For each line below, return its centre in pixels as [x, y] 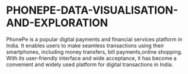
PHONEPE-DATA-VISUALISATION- [92, 10]
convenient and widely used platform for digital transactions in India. [90, 64]
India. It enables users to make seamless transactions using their [85, 46]
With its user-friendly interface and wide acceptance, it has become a [91, 58]
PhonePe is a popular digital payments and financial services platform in [94, 39]
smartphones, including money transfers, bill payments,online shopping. [94, 52]
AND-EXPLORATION [57, 23]
